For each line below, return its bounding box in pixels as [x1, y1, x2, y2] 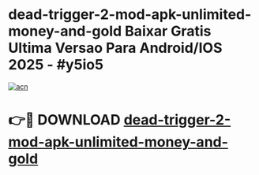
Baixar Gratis [125, 22, 212, 40]
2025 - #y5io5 [8, 56, 104, 74]
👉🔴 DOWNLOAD [8, 111, 121, 129]
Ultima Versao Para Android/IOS [8, 39, 223, 57]
